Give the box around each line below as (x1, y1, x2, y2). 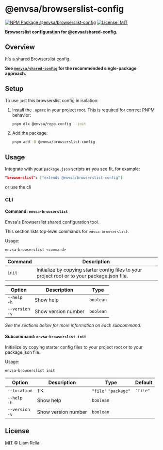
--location (7, 388, 33, 394)
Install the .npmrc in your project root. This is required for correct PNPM (12, 107, 155, 113)
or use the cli (5, 184, 32, 190)
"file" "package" (92, 388, 131, 394)
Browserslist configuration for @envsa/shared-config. (5, 29, 118, 35)
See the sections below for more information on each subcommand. (5, 322, 142, 328)
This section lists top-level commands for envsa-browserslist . (5, 228, 130, 234)
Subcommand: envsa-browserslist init (5, 333, 86, 339)
